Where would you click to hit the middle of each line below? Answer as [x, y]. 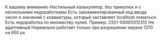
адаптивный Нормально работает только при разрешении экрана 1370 [79, 27]
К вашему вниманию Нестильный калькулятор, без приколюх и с [73, 7]
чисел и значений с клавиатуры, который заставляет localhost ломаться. [81, 17]
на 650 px [15, 33]
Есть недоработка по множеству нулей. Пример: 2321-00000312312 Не [80, 22]
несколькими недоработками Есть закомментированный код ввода [76, 12]
